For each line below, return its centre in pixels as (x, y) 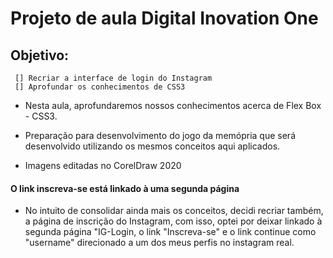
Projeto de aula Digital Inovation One (164, 18)
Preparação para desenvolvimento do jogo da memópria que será (160, 135)
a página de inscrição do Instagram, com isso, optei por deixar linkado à (173, 221)
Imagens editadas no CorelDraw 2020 (103, 165)
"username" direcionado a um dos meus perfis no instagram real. (159, 243)
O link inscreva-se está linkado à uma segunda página (125, 188)
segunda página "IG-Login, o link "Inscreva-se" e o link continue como (170, 232)
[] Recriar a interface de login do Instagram (113, 78)
